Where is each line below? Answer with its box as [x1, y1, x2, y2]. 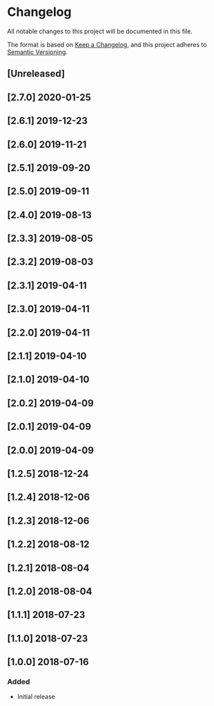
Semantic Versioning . [7, 48, 68, 56]
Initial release [17, 693, 55, 701]
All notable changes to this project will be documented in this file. [7, 27, 193, 35]
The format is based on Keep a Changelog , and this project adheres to [7, 40, 207, 48]
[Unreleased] [7, 68, 66, 80]
